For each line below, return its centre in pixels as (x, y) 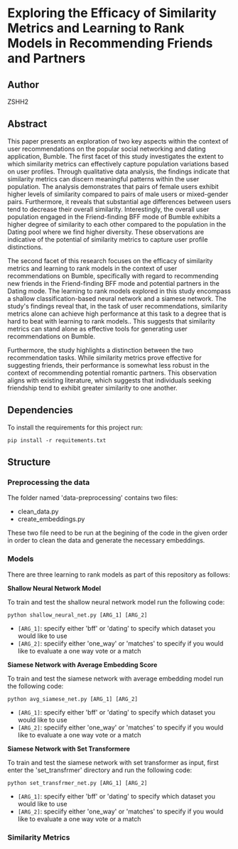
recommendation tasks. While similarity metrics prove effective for (104, 358)
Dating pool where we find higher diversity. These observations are (106, 232)
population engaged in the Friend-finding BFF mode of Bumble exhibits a (114, 217)
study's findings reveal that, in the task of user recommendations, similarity (118, 306)
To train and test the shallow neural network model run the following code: (116, 602)
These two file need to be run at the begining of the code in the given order (118, 533)
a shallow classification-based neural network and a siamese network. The (117, 298)
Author (23, 84)
